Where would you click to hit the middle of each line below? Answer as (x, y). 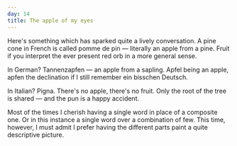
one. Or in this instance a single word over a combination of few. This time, (116, 119)
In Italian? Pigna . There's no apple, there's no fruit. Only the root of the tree (117, 91)
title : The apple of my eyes (50, 21)
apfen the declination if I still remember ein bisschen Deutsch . (98, 77)
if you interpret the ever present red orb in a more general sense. (102, 56)
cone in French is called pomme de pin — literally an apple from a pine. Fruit (118, 48)
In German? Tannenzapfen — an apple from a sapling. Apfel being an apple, (118, 69)
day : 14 (19, 14)
